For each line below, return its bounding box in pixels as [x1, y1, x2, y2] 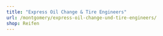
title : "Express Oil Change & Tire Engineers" [6, 9, 127, 15]
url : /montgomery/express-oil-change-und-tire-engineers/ [6, 15, 157, 21]
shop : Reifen [6, 20, 40, 26]
